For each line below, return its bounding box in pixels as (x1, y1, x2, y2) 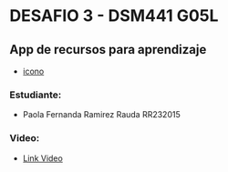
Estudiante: (9, 88, 62, 101)
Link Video (22, 152, 64, 164)
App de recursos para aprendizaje (9, 42, 207, 57)
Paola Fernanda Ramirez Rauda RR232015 (22, 109, 181, 120)
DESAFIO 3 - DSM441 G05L (9, 5, 219, 26)
